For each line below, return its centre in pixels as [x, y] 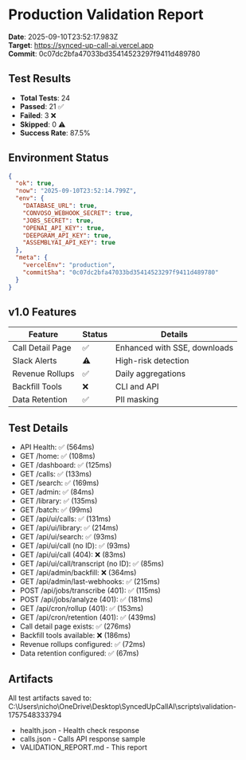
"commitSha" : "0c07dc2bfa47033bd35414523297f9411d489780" [121, 272]
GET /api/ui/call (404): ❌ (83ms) [72, 554]
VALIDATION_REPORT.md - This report [83, 747]
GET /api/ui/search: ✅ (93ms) [68, 537]
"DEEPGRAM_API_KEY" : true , [67, 235]
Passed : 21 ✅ [42, 106]
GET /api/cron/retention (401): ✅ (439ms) [88, 617]
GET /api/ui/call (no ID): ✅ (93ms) [75, 546]
